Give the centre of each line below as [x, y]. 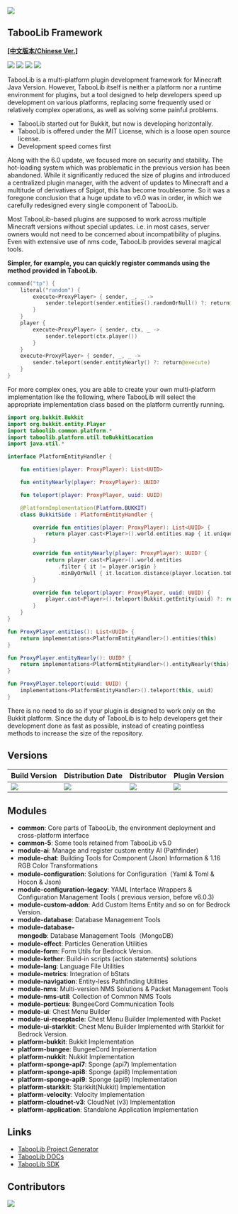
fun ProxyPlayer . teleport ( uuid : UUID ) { [68, 684]
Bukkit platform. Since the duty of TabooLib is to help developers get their [115, 718]
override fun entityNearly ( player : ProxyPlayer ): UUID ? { [120, 554]
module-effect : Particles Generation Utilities [83, 944]
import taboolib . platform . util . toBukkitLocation [80, 437]
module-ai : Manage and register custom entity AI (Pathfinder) [108, 851]
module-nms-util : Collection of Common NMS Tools [94, 997]
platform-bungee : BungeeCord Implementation [87, 1049]
